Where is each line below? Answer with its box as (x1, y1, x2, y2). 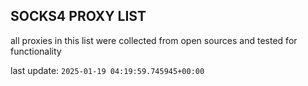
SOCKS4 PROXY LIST (10, 8, 147, 25)
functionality (10, 45, 62, 57)
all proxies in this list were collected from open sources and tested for (10, 34, 298, 46)
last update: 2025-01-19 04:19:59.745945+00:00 (10, 64, 205, 76)
